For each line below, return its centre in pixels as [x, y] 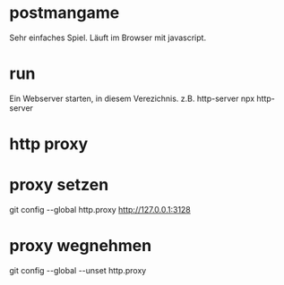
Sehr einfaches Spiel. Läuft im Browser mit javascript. [108, 38]
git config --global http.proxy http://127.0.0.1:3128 [100, 210]
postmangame [65, 13]
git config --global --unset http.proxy [78, 270]
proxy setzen [59, 185]
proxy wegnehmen [81, 246]
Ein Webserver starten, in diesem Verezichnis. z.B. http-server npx [132, 98]
